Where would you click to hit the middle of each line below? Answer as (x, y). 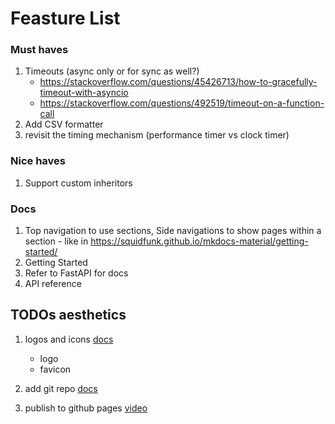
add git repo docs (61, 388)
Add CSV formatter (64, 124)
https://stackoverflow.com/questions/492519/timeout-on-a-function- (182, 103)
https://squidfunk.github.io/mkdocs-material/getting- (199, 241)
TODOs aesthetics (68, 315)
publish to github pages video (86, 408)
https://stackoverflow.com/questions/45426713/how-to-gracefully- (178, 82)
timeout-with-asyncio (84, 93)
